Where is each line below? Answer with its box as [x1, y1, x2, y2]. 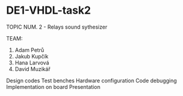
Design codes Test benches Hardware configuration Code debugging [6, 77, 177, 84]
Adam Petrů [14, 46, 45, 54]
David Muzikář [14, 65, 51, 72]
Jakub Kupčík [14, 52, 49, 60]
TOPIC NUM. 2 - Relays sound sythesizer [6, 23, 107, 30]
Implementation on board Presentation [6, 83, 101, 90]
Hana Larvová [14, 59, 49, 66]
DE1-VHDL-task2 [6, 4, 91, 17]
